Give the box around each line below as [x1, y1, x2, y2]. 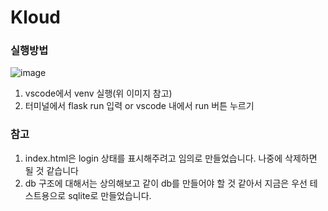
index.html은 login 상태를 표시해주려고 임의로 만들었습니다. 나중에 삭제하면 [24, 152, 318, 164]
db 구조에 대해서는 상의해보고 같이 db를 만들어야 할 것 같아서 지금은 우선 [24, 177, 308, 189]
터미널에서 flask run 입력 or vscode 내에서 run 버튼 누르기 [24, 100, 255, 112]
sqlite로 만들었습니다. [68, 189, 152, 201]
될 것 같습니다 [24, 164, 79, 176]
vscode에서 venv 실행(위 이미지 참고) [24, 87, 173, 100]
